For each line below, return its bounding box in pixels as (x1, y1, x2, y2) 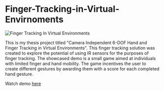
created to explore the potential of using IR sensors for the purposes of (5, 50, 149, 56)
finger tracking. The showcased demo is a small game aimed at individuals (5, 55, 156, 61)
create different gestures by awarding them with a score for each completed (5, 65, 160, 72)
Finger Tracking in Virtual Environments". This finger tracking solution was (5, 45, 155, 51)
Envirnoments (5, 14, 64, 25)
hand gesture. (5, 71, 33, 77)
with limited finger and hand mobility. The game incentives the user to (5, 61, 146, 66)
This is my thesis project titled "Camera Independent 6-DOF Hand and (5, 39, 147, 45)
